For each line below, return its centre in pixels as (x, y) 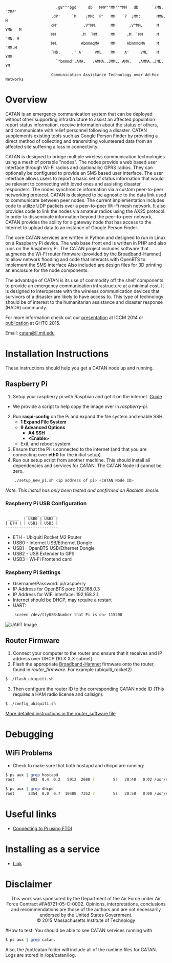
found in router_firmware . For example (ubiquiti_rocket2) (72, 669)
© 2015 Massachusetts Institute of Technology (86, 920)
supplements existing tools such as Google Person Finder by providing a (82, 136)
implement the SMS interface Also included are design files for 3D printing (84, 265)
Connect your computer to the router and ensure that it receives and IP (87, 653)
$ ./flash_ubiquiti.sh (29, 679)
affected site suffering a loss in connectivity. (52, 146)
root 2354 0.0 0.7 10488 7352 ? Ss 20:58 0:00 (79, 794)
